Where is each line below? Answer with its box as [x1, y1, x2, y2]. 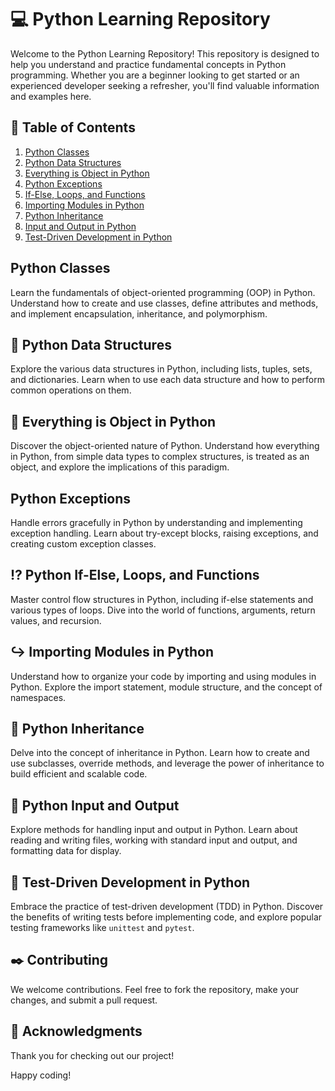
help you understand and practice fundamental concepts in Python [10, 58, 287, 70]
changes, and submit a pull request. [10, 994, 158, 1006]
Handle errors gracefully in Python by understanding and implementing [10, 517, 303, 528]
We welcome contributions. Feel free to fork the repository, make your [10, 983, 300, 995]
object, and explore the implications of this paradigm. [10, 461, 230, 473]
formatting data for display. [10, 845, 122, 857]
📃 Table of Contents [10, 119, 136, 136]
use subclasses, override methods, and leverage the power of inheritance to [10, 757, 325, 770]
